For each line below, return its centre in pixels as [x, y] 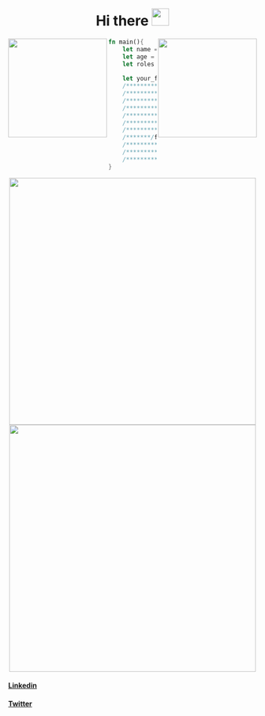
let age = [138, 57]
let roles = [142, 64]
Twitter [21, 703]
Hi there [122, 21]
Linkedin [22, 686]
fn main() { [126, 42]
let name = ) [191, 49]
